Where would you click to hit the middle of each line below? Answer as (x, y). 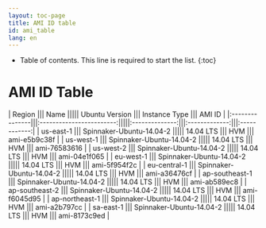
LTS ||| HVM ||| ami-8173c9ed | (59, 216)
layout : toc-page (37, 15)
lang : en (23, 38)
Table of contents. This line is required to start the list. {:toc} (118, 60)
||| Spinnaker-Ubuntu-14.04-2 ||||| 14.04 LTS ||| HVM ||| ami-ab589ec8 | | (128, 182)
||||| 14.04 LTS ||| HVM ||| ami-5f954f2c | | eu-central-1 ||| (102, 165)
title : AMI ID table (42, 23)
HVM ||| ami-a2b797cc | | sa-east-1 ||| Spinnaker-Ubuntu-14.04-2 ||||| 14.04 (132, 207)
